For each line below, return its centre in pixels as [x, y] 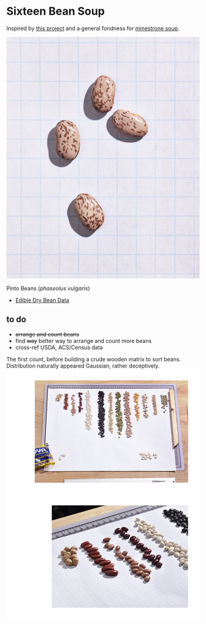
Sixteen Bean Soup [56, 11]
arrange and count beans [47, 334]
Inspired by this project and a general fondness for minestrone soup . [93, 28]
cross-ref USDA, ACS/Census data [59, 347]
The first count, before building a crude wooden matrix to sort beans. [94, 359]
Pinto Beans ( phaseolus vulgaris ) [48, 288]
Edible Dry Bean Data [42, 300]
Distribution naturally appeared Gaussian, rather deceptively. [83, 366]
